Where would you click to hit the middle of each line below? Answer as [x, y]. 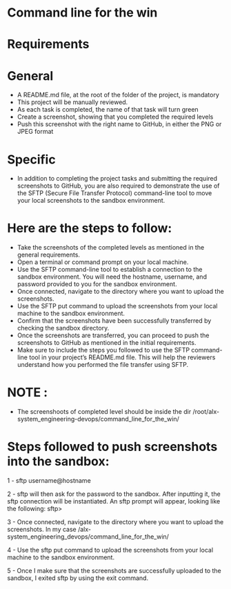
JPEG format [35, 132]
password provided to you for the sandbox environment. [97, 284]
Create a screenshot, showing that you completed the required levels [115, 117]
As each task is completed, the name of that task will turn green [108, 110]
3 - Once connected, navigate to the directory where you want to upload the [115, 522]
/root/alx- [206, 412]
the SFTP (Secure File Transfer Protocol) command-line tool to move [114, 193]
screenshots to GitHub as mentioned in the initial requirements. [107, 343]
